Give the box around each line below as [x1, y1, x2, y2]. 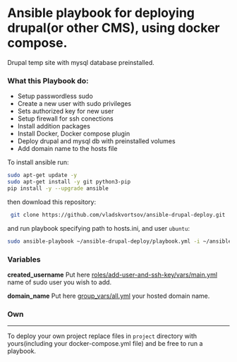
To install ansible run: [7, 158, 69, 167]
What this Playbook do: [7, 76, 89, 85]
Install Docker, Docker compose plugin [17, 129, 130, 138]
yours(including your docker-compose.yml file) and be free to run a [7, 339, 203, 348]
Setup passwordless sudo [17, 92, 93, 100]
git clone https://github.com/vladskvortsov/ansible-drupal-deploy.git [10, 211, 226, 218]
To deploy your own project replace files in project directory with [7, 332, 197, 340]
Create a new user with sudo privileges [17, 99, 132, 108]
